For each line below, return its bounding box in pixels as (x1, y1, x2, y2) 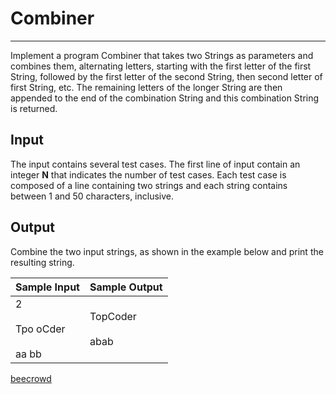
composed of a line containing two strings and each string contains (10, 179, 288, 191)
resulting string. (10, 256, 75, 268)
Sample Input (15, 280, 80, 294)
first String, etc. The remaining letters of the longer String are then (10, 81, 283, 93)
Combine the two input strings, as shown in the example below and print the (10, 245, 324, 257)
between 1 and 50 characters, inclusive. (10, 190, 175, 202)
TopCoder (89, 309, 137, 323)
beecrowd (10, 372, 52, 384)
